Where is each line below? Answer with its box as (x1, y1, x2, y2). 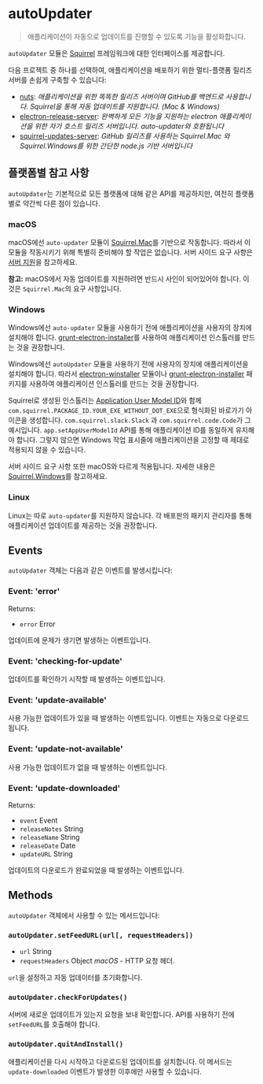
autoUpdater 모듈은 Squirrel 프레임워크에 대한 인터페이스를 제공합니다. (8, 48, 225, 58)
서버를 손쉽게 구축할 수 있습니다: (8, 75, 108, 84)
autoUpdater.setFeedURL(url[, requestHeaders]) (8, 930, 194, 940)
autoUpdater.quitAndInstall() (8, 1040, 124, 1049)
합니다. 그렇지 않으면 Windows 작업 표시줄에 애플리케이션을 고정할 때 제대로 (16, 435, 250, 445)
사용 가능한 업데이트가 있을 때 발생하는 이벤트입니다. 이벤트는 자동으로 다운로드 (8, 714, 250, 723)
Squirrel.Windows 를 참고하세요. (8, 472, 108, 481)
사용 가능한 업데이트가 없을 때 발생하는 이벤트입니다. (8, 762, 167, 772)
